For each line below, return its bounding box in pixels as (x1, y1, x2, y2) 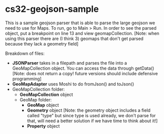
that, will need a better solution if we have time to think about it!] (27, 118, 158, 124)
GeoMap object (27, 102, 59, 108)
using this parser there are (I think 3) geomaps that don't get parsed (5, 36, 144, 42)
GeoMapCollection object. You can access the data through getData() (12, 65, 155, 71)
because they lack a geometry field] (5, 41, 79, 46)
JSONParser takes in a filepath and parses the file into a (12, 60, 127, 66)
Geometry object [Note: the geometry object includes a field (27, 107, 151, 113)
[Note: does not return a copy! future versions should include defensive (12, 70, 158, 76)
